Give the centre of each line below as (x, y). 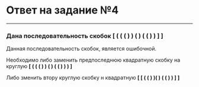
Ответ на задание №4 (62, 10)
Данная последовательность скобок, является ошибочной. (81, 49)
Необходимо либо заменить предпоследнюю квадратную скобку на (93, 60)
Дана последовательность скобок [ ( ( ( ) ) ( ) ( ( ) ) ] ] (85, 36)
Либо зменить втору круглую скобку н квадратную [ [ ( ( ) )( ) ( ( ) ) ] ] (93, 78)
